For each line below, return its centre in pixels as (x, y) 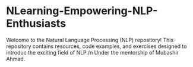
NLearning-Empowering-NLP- (82, 11)
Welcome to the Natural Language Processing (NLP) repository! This (90, 40)
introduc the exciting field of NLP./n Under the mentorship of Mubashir (93, 52)
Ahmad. (16, 59)
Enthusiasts (36, 23)
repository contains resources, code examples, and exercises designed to (96, 46)
